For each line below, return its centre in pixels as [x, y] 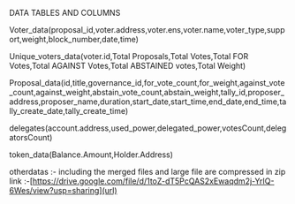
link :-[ [21, 181]
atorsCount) [31, 137]
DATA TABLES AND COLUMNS [65, 13]
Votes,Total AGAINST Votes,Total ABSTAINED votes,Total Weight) [128, 66]
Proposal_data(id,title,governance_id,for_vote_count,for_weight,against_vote [147, 83]
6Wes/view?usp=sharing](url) [63, 190]
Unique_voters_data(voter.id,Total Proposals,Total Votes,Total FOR [129, 56]
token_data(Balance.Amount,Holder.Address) [91, 155]
